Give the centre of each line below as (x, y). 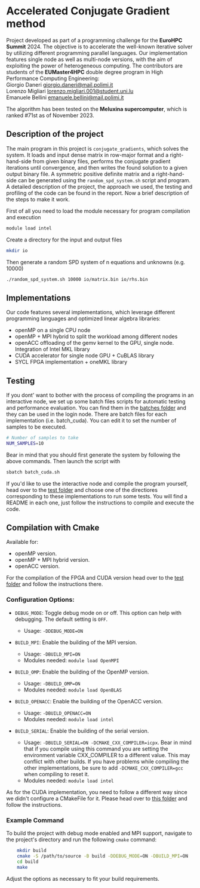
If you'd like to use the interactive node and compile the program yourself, (97, 483)
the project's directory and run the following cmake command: (81, 840)
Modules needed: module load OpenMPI (71, 660)
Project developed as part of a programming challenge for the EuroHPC (94, 40)
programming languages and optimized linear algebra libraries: (84, 319)
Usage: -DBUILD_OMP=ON (52, 683)
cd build (28, 862)
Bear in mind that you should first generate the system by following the (93, 455)
